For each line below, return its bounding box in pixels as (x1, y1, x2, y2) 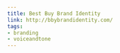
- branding (7, 29, 39, 36)
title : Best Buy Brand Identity (7, 10, 101, 17)
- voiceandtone (7, 36, 51, 43)
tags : (7, 23, 23, 30)
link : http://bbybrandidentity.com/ (7, 17, 113, 23)
